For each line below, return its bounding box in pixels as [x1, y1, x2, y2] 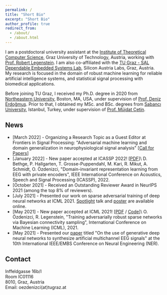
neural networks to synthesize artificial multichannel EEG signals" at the [12, 235, 161, 241]
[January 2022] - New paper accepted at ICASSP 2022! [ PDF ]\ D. [12, 155, 148, 161]
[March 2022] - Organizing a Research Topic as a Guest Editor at [12, 134, 146, 140]
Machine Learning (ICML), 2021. [12, 224, 79, 230]
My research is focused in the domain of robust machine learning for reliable [5, 70, 163, 76]
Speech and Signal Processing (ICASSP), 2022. [12, 176, 110, 182]
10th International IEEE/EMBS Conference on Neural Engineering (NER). [12, 240, 160, 246]
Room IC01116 [5, 273, 34, 279]
